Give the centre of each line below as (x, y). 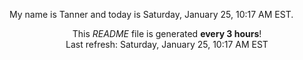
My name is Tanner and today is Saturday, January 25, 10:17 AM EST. (151, 14)
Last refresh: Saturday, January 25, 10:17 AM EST (167, 44)
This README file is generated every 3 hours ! (167, 33)
